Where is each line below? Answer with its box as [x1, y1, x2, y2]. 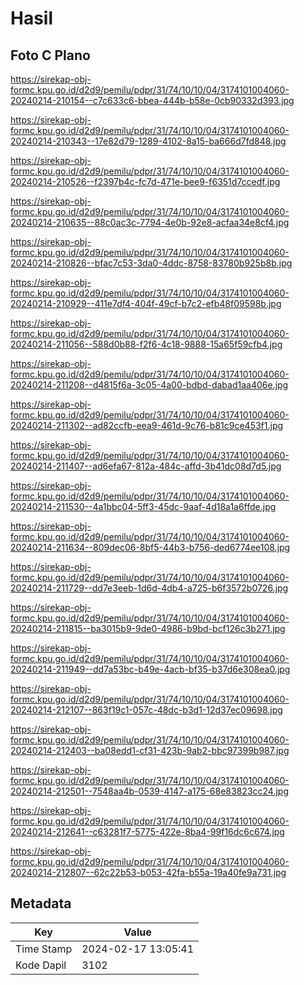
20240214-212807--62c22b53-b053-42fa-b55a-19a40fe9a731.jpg [10, 867, 287, 878]
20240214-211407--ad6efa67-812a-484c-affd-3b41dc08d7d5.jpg [10, 460, 282, 472]
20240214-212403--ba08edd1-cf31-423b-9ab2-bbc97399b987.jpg [10, 745, 290, 756]
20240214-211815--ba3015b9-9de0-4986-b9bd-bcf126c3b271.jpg [10, 623, 286, 634]
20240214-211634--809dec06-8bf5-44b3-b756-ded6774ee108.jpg [10, 542, 291, 553]
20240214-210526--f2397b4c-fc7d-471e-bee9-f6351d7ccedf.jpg [10, 176, 281, 187]
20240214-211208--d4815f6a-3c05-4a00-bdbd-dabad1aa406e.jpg [10, 379, 289, 391]
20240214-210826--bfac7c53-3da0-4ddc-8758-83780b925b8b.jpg [10, 257, 293, 269]
